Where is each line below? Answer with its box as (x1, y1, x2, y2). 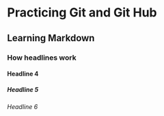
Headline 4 (7, 70, 39, 78)
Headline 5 (7, 85, 39, 93)
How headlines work (7, 53, 77, 62)
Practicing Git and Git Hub (7, 5, 157, 21)
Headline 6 (7, 103, 38, 111)
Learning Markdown (7, 32, 95, 44)
